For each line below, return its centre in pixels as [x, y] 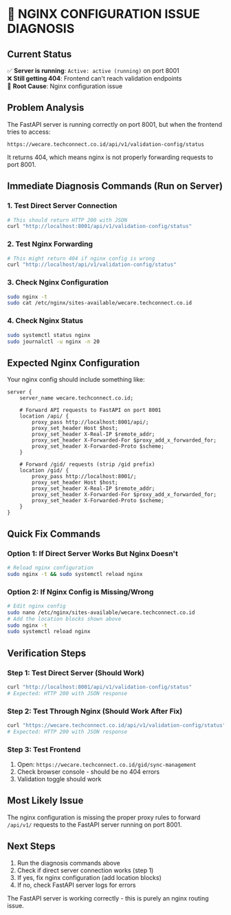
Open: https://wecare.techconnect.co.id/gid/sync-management [107, 765]
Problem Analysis [46, 108]
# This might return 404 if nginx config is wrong [81, 258]
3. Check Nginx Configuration [58, 282]
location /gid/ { [44, 471]
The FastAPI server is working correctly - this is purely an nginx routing [108, 898]
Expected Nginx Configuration [74, 363]
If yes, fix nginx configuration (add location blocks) [89, 877]
